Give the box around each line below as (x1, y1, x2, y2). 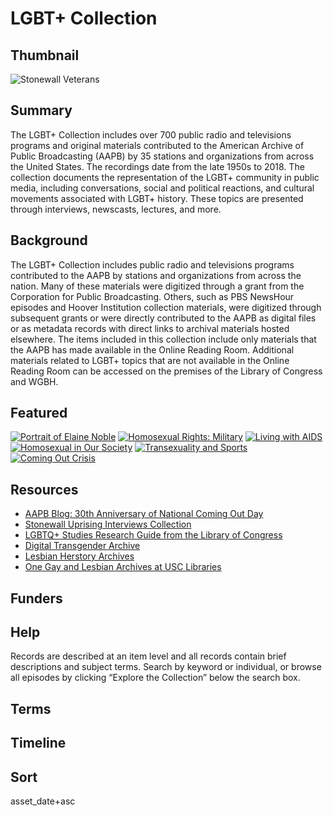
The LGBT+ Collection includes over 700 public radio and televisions (10, 128, 292, 141)
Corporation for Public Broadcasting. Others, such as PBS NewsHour (10, 290, 295, 302)
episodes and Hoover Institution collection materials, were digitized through (10, 301, 322, 313)
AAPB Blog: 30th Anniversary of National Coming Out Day (24, 508, 264, 520)
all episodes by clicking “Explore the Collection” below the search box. (10, 672, 301, 684)
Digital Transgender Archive (24, 540, 141, 552)
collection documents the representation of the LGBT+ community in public (10, 171, 320, 183)
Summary (10, 102, 73, 119)
